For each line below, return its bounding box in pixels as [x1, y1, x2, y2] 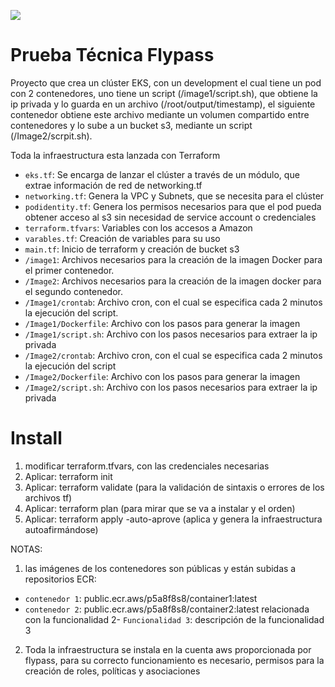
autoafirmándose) [24, 523, 99, 535]
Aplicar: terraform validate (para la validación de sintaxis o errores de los [24, 481, 325, 493]
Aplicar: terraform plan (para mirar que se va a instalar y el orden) [24, 502, 296, 514]
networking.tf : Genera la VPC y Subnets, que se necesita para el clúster [24, 190, 325, 202]
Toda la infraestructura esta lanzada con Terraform [10, 149, 221, 161]
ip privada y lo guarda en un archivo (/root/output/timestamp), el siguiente [10, 98, 316, 110]
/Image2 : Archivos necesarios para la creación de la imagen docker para [24, 275, 322, 287]
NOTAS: [10, 543, 43, 555]
